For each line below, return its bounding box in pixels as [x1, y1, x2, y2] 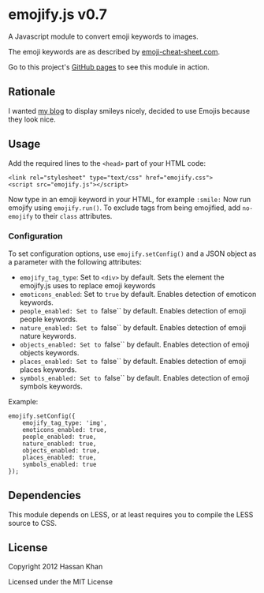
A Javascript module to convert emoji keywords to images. [8, 32, 199, 41]
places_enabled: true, [22, 453, 97, 461]
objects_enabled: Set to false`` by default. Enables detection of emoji [19, 340, 250, 349]
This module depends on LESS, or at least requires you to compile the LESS [8, 509, 254, 519]
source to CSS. [8, 518, 58, 527]
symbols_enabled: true [22, 460, 97, 468]
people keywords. [19, 314, 78, 324]
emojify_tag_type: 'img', [22, 418, 108, 427]
